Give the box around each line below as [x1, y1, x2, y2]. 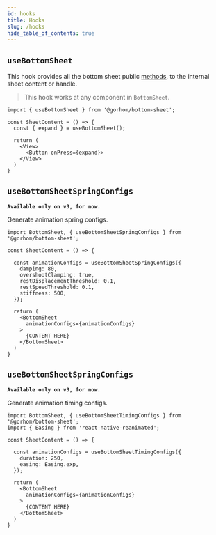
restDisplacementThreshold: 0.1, [19, 277, 117, 284]
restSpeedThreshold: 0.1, [19, 284, 95, 290]
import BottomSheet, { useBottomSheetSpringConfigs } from [7, 228, 182, 235]
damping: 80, [19, 265, 58, 272]
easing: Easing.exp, [19, 460, 79, 467]
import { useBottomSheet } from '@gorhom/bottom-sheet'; [7, 107, 176, 114]
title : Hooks [7, 17, 45, 24]
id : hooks [7, 10, 36, 17]
